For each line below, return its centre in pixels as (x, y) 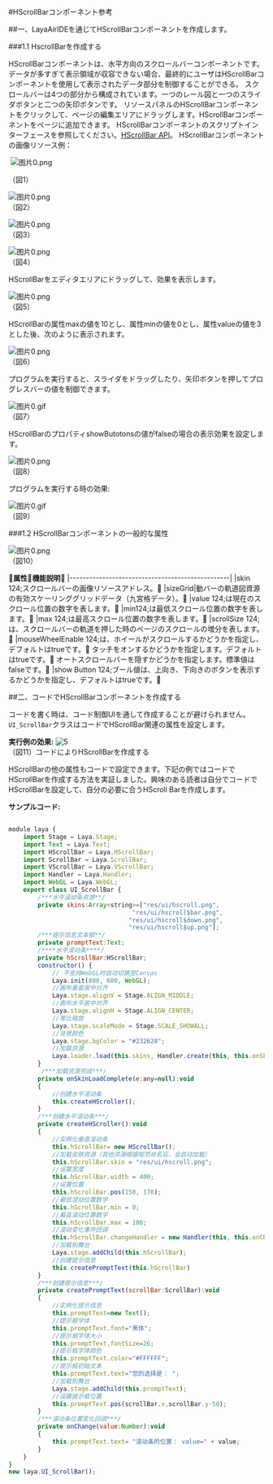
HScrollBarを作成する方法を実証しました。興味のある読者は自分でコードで (133, 779)
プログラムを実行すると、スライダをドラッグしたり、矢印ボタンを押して (129, 379)
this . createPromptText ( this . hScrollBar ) (121, 1268)
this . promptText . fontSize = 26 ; (103, 1343)
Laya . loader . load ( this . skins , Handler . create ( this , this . (152, 1056)
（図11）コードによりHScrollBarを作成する (79, 752)
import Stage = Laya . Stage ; (70, 837)
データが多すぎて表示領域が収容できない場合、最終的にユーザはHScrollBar (133, 74)
